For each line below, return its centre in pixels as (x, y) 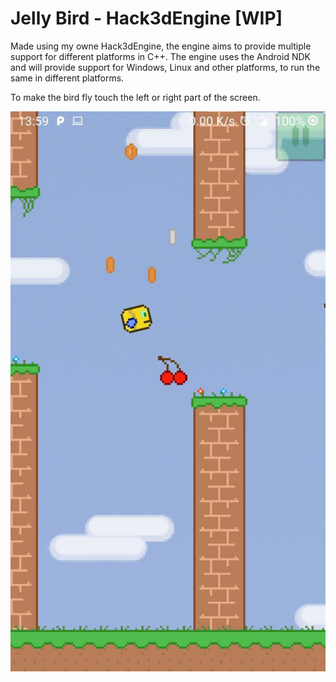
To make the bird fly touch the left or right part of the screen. (135, 97)
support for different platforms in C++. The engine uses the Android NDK (160, 56)
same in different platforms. (67, 78)
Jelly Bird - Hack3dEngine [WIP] (146, 18)
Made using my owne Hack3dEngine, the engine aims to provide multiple (161, 46)
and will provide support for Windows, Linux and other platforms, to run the (165, 67)
